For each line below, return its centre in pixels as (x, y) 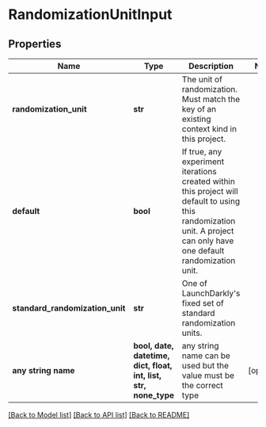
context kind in (209, 129)
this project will (210, 191)
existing (196, 119)
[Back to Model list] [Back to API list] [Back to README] (99, 415)
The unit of (202, 79)
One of (194, 283)
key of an (199, 109)
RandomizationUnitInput (90, 15)
